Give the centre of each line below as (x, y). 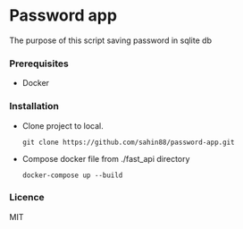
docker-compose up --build (72, 175)
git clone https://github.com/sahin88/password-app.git (128, 142)
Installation (34, 106)
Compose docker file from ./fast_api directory (106, 158)
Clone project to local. (63, 125)
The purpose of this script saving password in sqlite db (111, 40)
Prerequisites (39, 64)
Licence (27, 198)
